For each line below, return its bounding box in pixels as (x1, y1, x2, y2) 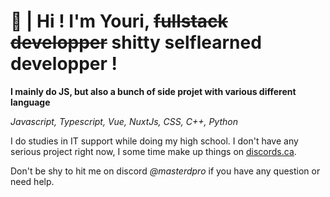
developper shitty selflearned (10, 31, 262, 54)
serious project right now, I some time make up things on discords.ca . (10, 145, 297, 157)
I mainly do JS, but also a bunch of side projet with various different (10, 85, 297, 97)
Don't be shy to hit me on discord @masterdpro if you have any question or (10, 165, 321, 177)
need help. (10, 175, 55, 187)
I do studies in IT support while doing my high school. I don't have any (10, 135, 299, 147)
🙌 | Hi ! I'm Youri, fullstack (10, 10, 228, 33)
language (10, 96, 51, 108)
